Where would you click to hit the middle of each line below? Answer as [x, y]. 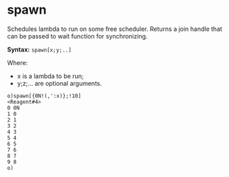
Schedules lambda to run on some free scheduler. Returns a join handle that [115, 29]
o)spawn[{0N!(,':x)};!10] [44, 96]
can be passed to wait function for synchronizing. [77, 36]
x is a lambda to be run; [50, 76]
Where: [18, 62]
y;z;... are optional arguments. [59, 83]
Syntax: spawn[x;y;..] [40, 49]
